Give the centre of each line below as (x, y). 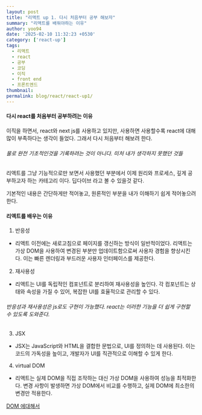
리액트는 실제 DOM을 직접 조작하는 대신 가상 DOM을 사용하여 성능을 (95, 378)
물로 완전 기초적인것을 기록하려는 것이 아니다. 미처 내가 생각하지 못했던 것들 (95, 153)
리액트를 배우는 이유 (30, 216)
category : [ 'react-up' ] (36, 40)
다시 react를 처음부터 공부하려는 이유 (49, 116)
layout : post (23, 12)
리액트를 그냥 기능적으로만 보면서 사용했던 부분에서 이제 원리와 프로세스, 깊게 (96, 173)
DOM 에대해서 (23, 406)
